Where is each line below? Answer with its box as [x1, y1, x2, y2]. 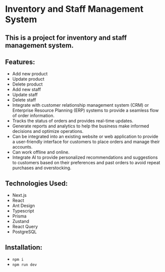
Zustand [12, 218, 30, 224]
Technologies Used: [5, 179, 68, 187]
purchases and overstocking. [12, 165, 71, 171]
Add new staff [12, 87, 41, 92]
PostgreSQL [12, 229, 37, 235]
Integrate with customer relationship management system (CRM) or [12, 102, 149, 108]
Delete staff [12, 97, 36, 103]
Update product [12, 76, 45, 82]
